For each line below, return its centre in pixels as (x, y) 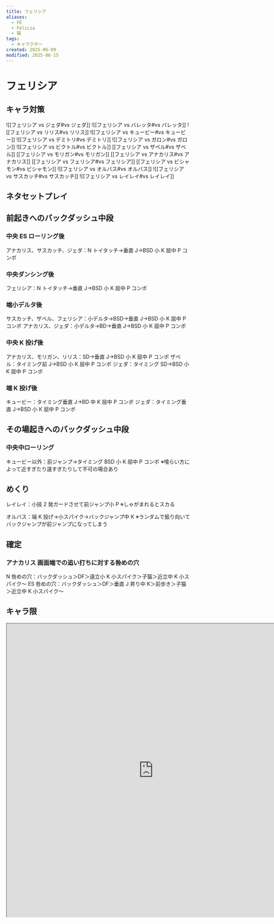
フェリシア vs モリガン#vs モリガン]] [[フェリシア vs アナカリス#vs (102, 154)
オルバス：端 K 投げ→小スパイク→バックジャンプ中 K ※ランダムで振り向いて (98, 517)
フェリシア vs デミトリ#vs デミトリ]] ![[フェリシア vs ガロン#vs (99, 139)
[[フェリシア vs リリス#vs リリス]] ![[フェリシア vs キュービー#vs (85, 132)
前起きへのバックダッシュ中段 (60, 218)
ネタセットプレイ (37, 196)
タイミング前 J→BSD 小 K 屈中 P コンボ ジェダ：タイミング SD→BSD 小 (103, 364)
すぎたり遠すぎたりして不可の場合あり (72, 469)
